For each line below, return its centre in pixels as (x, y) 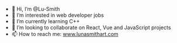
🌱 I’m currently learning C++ (46, 21)
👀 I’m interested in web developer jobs (58, 15)
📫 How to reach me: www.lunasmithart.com (65, 34)
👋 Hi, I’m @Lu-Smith (36, 9)
